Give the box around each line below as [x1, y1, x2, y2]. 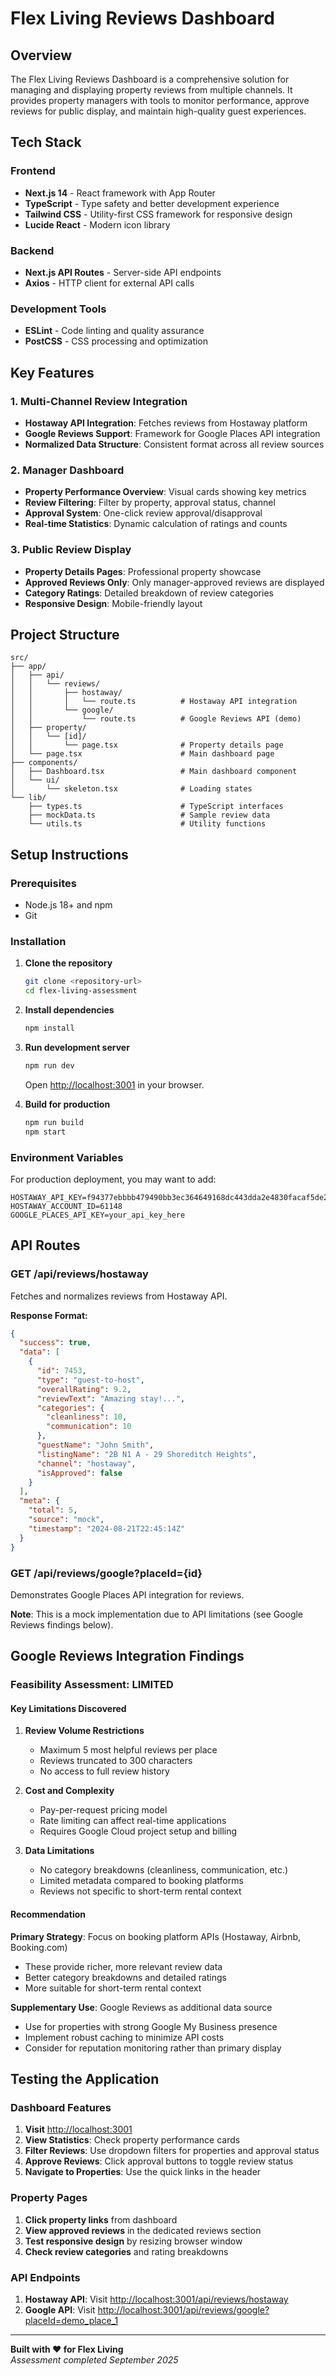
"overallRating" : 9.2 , [36, 1384, 132, 1394]
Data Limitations [24, 1845, 95, 1857]
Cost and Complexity [24, 1785, 115, 1797]
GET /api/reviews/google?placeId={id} [10, 1566, 203, 1580]
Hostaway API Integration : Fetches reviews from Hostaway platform [24, 417, 308, 429]
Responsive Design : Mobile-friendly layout [24, 597, 203, 609]
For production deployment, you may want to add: [10, 1173, 217, 1185]
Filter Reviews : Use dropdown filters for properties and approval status [24, 2145, 320, 2157]
